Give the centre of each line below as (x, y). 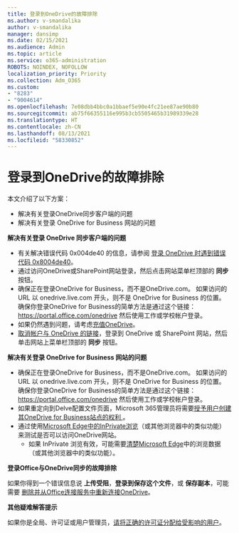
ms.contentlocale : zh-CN (44, 127)
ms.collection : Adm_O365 (44, 80)
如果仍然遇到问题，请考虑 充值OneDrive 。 (78, 325)
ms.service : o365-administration (57, 61)
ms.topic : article (34, 54)
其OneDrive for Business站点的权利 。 (73, 417)
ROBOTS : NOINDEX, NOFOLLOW (47, 67)
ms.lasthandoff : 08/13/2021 (49, 133)
